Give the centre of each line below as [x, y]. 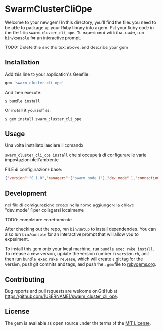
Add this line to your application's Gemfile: [47, 74]
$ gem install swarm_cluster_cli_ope [43, 119]
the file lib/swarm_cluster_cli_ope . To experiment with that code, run [75, 32]
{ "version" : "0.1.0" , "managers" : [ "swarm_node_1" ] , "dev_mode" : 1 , [70, 178]
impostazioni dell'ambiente [32, 160]
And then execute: [23, 92]
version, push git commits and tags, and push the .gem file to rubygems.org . [81, 264]
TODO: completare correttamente [39, 220]
